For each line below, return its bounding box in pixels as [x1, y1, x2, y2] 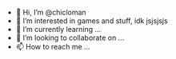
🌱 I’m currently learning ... [15, 25, 102, 33]
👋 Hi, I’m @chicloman [15, 8, 86, 17]
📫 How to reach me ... [15, 42, 90, 51]
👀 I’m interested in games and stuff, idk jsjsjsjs [15, 16, 168, 26]
